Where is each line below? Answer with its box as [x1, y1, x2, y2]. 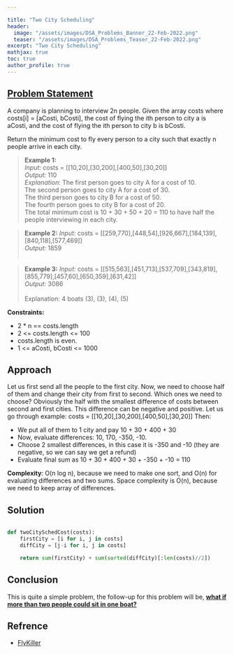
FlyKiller [17, 639, 41, 647]
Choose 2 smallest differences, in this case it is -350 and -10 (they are [17, 441, 220, 449]
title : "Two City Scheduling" [7, 16, 96, 23]
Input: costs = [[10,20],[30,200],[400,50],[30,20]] [24, 163, 168, 171]
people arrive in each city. [7, 142, 82, 150]
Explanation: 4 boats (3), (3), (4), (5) [24, 294, 129, 303]
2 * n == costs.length [17, 321, 79, 329]
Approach [7, 364, 52, 376]
